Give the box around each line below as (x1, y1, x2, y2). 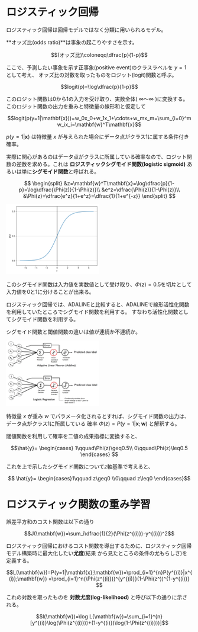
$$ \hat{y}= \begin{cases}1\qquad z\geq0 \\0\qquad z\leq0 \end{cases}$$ (8, 475, 191, 482)
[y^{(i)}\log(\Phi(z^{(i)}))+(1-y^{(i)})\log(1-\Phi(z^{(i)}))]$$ (30, 620, 168, 627)
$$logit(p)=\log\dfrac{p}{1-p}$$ (60, 83, 138, 90)
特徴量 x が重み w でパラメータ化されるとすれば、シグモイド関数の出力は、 (6, 413, 190, 420)
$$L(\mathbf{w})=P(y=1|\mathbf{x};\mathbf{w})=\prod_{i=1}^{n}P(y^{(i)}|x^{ (6, 569, 193, 576)
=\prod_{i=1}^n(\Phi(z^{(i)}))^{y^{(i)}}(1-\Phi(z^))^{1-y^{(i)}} (48, 575, 190, 582)
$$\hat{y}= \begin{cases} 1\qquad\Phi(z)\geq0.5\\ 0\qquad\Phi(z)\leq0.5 (11, 445, 188, 452)
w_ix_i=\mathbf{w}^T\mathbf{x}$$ (57, 121, 142, 128)
